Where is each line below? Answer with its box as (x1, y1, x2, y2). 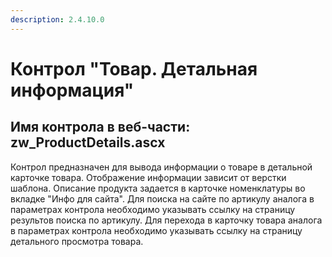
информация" (10, 79, 135, 101)
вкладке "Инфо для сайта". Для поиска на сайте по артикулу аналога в (10, 192, 315, 205)
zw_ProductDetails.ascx (10, 134, 166, 151)
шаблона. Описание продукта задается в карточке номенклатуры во (10, 182, 306, 194)
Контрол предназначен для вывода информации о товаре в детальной (10, 161, 313, 173)
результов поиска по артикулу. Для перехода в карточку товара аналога (10, 214, 323, 226)
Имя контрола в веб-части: (10, 119, 191, 136)
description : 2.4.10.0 (10, 14, 105, 25)
